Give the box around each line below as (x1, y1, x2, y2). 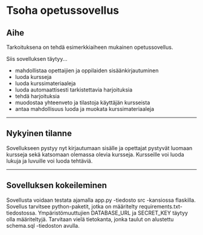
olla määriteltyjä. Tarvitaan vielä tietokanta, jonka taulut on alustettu (6, 215, 174, 223)
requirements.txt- (138, 202, 183, 210)
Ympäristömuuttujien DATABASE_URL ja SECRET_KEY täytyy (37, 209, 188, 216)
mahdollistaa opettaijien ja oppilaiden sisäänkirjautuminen (14, 67, 159, 74)
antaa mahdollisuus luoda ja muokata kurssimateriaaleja (14, 105, 155, 112)
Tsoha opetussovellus (6, 4, 120, 17)
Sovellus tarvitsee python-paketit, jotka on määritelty (6, 202, 138, 210)
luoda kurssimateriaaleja (14, 80, 76, 87)
